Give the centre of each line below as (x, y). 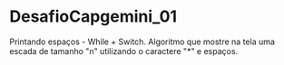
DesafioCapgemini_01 (93, 17)
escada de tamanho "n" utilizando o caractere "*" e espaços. (124, 51)
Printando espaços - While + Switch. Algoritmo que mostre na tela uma (142, 42)
